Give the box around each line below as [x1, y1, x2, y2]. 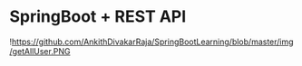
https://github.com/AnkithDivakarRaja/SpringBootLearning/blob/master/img [12, 36, 294, 47]
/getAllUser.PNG [9, 45, 71, 56]
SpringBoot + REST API [9, 6, 187, 27]
